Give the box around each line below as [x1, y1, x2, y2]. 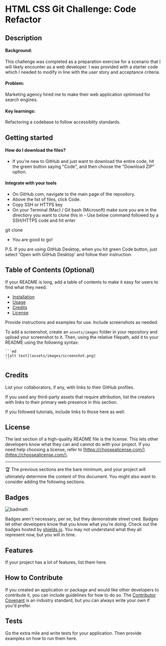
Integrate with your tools [5, 180, 57, 186]
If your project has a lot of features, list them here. [5, 559, 107, 565]
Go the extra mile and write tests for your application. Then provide [5, 630, 142, 636]
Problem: [5, 80, 25, 86]
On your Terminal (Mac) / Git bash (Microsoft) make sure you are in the [12, 207, 157, 213]
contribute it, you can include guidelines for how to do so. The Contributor [5, 592, 156, 598]
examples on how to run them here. [5, 635, 78, 641]
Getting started [5, 133, 53, 142]
